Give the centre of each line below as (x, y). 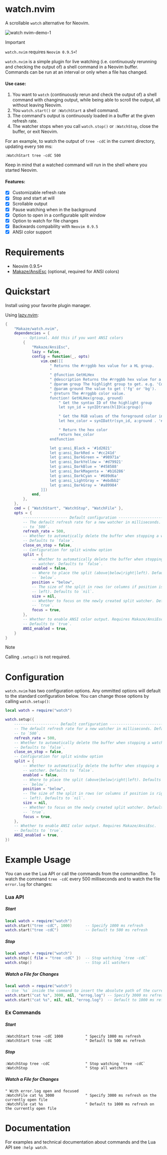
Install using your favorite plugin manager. (48, 305)
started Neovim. (22, 170)
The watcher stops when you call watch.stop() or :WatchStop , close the (85, 126)
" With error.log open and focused (42, 1091)
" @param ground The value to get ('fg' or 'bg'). (103, 389)
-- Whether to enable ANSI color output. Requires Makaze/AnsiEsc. (85, 826)
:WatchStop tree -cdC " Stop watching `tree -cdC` (75, 1064)
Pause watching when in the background (54, 210)
